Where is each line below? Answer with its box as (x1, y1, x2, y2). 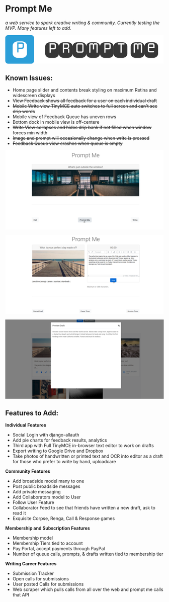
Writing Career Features (5, 560, 57, 566)
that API (12, 591, 29, 597)
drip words (12, 109, 35, 115)
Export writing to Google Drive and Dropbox (12, 448, 104, 454)
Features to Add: (5, 408, 59, 417)
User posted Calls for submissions (12, 581, 84, 587)
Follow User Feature (12, 499, 54, 505)
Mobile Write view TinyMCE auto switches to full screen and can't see (12, 103, 157, 109)
